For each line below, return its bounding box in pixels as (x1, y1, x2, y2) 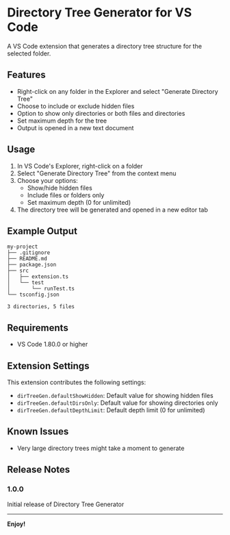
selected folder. (7, 49, 51, 58)
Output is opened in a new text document (16, 123, 134, 132)
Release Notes (7, 464, 71, 475)
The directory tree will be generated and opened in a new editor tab (16, 206, 208, 214)
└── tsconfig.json (7, 291, 60, 299)
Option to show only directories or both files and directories (16, 109, 186, 117)
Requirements (7, 322, 68, 334)
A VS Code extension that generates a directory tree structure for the (7, 42, 202, 50)
